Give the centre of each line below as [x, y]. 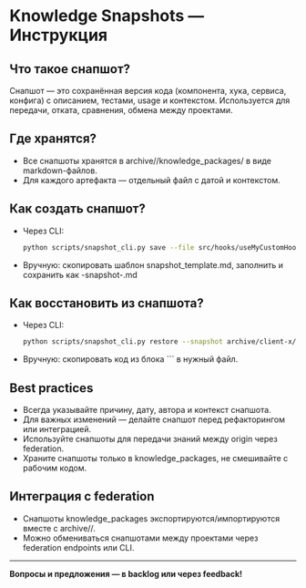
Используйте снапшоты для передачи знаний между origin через [150, 439]
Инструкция [58, 35]
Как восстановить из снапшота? [107, 303]
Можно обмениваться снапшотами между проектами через [140, 538]
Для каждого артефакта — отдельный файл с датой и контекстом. [151, 180]
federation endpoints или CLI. [78, 547]
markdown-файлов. [60, 170]
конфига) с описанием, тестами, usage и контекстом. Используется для [150, 100]
